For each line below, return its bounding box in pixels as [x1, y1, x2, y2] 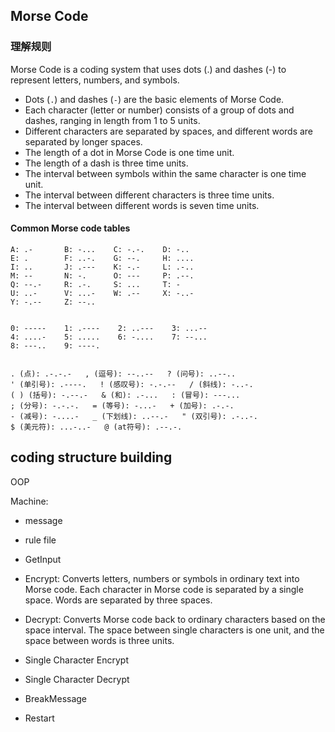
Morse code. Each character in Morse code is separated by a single [24, 583, 304, 595]
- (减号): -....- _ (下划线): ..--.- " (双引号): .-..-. [10, 411, 258, 421]
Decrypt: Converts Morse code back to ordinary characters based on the [24, 613, 326, 625]
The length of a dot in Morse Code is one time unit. [24, 146, 235, 158]
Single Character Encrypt [24, 654, 130, 666]
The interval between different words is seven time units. [24, 199, 260, 211]
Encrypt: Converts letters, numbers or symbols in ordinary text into [24, 572, 300, 584]
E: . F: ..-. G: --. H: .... [10, 253, 195, 263]
